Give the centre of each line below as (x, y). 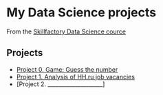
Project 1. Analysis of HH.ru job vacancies (76, 77)
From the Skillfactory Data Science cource (66, 31)
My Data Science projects (81, 13)
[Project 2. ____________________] (61, 84)
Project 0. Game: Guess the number (67, 69)
